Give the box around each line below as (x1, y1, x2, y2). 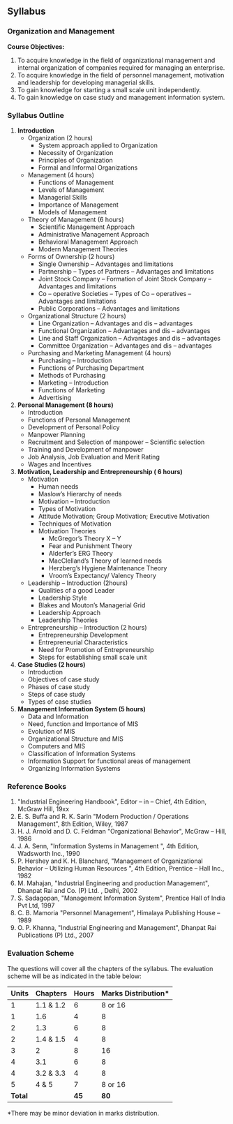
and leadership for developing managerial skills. (17, 78, 156, 87)
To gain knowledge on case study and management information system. (17, 93, 225, 101)
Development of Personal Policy (27, 422, 120, 431)
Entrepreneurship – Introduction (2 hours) (27, 623, 148, 631)
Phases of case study (27, 682, 91, 690)
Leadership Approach (38, 608, 101, 616)
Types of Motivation (38, 504, 96, 512)
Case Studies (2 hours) (17, 660, 86, 669)
